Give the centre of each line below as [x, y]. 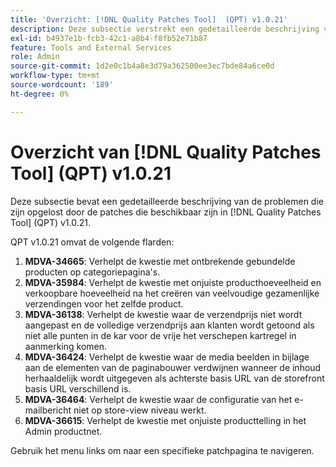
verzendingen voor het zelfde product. [104, 303]
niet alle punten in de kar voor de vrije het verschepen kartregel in [160, 335]
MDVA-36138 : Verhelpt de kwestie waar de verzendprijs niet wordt [163, 314]
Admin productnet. [63, 431]
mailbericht [48, 410]
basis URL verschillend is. [78, 388]
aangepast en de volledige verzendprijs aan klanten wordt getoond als [169, 325]
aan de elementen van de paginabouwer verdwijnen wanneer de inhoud [173, 367]
